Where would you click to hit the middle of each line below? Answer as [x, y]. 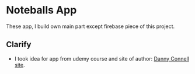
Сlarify [19, 45]
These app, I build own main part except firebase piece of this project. [90, 26]
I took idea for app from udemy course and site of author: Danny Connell [102, 58]
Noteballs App [41, 10]
